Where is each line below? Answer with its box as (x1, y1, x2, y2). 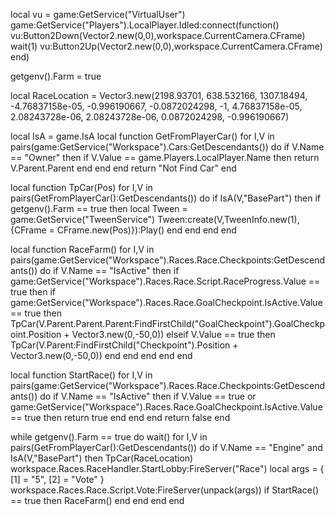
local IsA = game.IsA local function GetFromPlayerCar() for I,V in (10, 130, 275, 142)
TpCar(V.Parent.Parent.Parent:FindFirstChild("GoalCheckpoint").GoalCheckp (10, 318, 326, 329)
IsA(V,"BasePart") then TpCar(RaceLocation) (10, 452, 194, 464)
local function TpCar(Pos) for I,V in (10, 182, 153, 193)
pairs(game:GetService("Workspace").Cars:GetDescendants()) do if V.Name (10, 141, 325, 153)
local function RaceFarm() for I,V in (10, 244, 155, 255)
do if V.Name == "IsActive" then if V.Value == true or (39, 390, 257, 402)
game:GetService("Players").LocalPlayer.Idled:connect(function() (10, 19, 280, 31)
